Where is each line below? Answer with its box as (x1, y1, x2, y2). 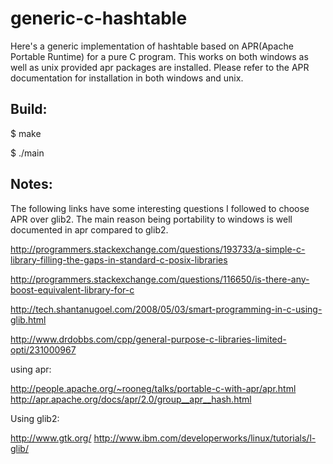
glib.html (10, 313, 47, 326)
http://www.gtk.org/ (10, 432, 92, 444)
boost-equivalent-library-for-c (10, 283, 135, 296)
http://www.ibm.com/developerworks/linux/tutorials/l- (93, 432, 317, 444)
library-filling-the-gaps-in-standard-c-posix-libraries (10, 253, 228, 266)
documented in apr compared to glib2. (10, 223, 169, 236)
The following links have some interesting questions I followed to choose (10, 202, 310, 214)
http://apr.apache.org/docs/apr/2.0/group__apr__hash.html (10, 393, 252, 405)
